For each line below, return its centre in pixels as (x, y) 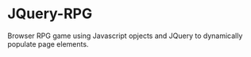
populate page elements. (48, 44)
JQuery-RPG (50, 14)
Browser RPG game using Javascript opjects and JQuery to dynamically (125, 36)
